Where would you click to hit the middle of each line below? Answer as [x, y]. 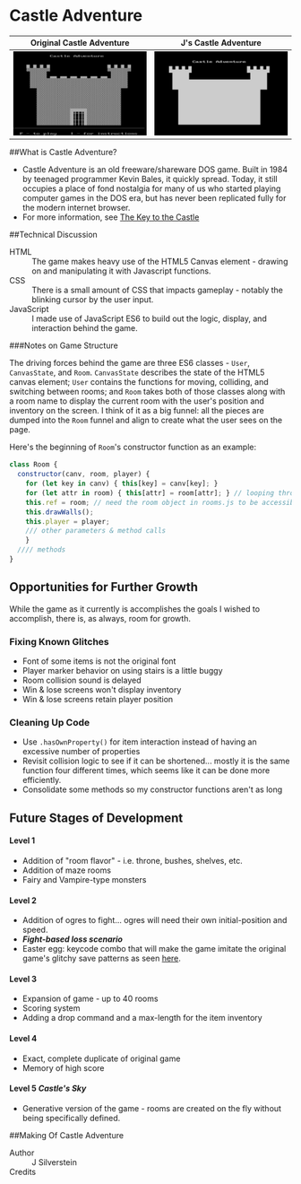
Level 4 [23, 1038]
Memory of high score [63, 1067]
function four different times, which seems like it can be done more [146, 770]
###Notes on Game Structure [64, 345]
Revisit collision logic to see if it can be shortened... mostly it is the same [156, 761]
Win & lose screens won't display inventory [102, 690]
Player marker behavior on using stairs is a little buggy [122, 671]
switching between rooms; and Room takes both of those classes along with [147, 392]
